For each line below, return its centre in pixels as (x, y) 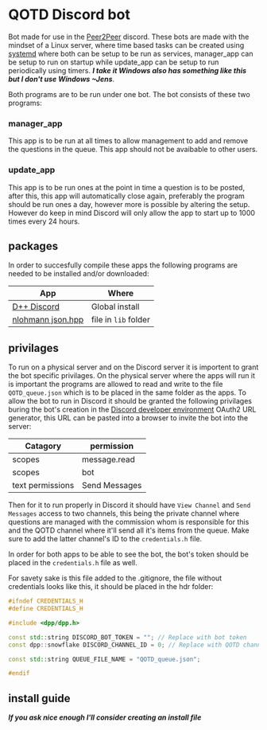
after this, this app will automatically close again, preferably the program (126, 196)
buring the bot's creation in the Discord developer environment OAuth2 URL (132, 410)
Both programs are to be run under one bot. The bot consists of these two (129, 94)
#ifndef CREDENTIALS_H (46, 601)
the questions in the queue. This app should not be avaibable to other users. (133, 150)
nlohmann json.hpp (48, 320)
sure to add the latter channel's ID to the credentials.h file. (105, 539)
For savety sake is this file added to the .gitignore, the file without (115, 578)
